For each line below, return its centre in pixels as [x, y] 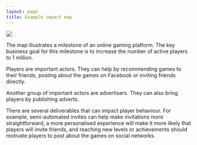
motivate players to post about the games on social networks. [81, 136]
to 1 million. [20, 57]
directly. [16, 81]
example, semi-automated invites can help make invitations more [85, 117]
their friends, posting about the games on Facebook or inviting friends [91, 75]
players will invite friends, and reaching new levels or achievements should [97, 129]
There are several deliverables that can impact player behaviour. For [89, 110]
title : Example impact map [39, 17]
